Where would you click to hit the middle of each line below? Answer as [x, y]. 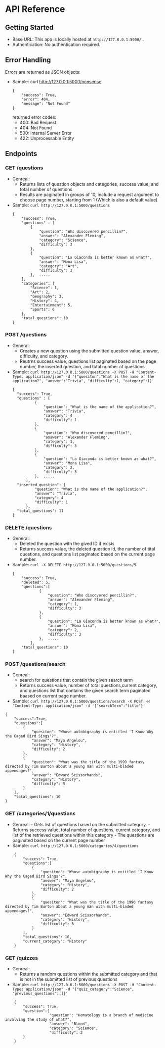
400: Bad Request [38, 122]
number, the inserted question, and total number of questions [82, 366]
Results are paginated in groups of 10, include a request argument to [89, 195]
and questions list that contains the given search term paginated [85, 691]
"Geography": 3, [47, 296]
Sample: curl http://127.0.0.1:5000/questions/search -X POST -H [81, 701]
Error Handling [28, 60]
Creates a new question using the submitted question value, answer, [89, 350]
